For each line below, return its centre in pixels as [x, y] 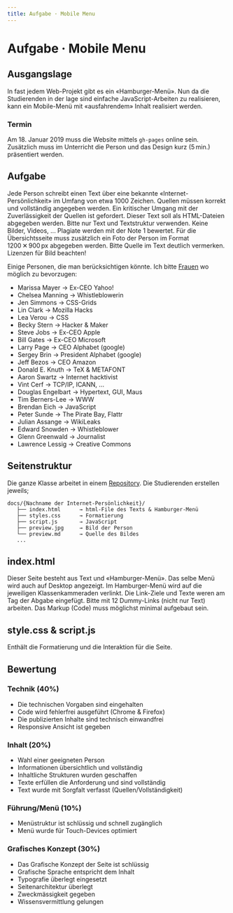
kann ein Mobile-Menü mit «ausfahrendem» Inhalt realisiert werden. [105, 106]
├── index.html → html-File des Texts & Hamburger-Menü [107, 509]
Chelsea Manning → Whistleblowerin [70, 295]
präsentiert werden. [36, 154]
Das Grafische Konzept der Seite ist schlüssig [83, 864]
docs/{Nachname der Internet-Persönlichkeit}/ [76, 503]
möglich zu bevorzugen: [42, 273]
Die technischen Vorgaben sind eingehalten [80, 704]
